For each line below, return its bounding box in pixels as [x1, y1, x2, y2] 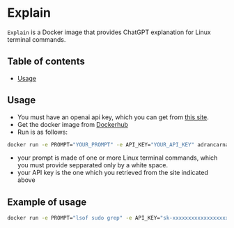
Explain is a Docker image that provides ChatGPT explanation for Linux [7, 28, 211, 36]
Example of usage [7, 196, 87, 208]
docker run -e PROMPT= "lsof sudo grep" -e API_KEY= [7, 215, 160, 222]
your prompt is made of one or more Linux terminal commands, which [17, 153, 218, 162]
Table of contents [7, 56, 85, 68]
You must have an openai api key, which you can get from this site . [17, 113, 209, 121]
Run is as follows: [17, 128, 68, 136]
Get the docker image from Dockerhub [17, 120, 129, 128]
